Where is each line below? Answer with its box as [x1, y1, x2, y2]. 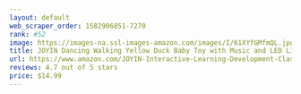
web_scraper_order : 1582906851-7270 [9, 21, 146, 30]
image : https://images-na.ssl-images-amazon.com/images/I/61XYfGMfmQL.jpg [9, 38, 295, 47]
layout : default [9, 13, 70, 22]
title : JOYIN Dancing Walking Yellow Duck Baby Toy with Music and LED [9, 47, 282, 56]
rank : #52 [9, 30, 47, 38]
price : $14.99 [9, 72, 63, 81]
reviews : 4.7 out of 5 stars [9, 64, 118, 73]
